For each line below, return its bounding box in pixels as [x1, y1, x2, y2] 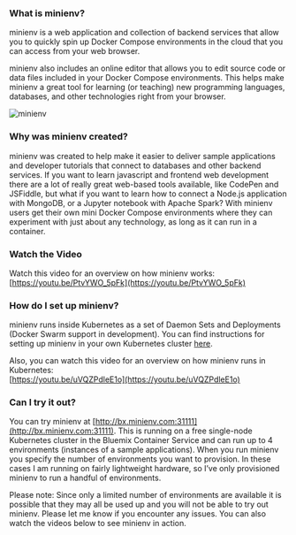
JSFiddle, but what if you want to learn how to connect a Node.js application [9, 188, 287, 199]
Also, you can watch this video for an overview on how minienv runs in [9, 355, 267, 366]
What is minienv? [9, 7, 86, 19]
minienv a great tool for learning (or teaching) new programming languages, [9, 82, 285, 93]
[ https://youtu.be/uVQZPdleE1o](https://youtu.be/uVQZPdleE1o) [9, 374, 240, 385]
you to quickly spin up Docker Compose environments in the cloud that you [9, 36, 284, 47]
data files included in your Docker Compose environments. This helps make [9, 73, 285, 83]
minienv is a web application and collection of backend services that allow [9, 27, 280, 38]
